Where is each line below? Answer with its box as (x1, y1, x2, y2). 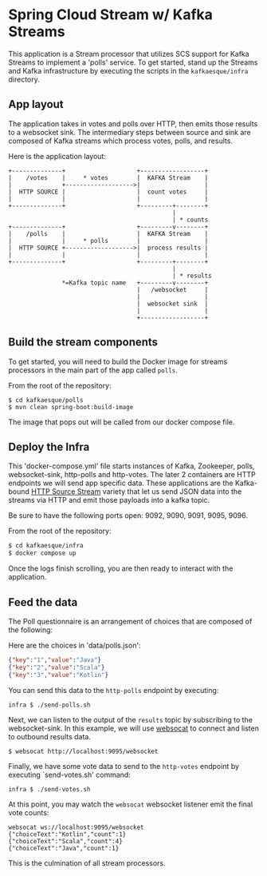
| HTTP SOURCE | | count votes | (8, 188, 209, 196)
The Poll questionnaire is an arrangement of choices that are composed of (8, 616, 253, 626)
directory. (8, 74, 40, 84)
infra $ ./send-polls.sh (8, 701, 91, 709)
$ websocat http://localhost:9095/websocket (8, 747, 159, 755)
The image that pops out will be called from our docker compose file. (8, 417, 235, 427)
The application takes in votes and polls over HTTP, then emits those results (8, 118, 258, 129)
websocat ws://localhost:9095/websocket (8, 823, 145, 832)
